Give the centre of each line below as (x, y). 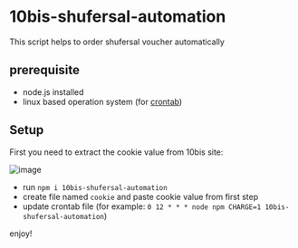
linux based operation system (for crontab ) (102, 101)
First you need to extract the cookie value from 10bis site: (116, 152)
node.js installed (53, 91)
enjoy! (21, 234)
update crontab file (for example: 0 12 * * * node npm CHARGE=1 (142, 206)
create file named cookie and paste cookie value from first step (140, 196)
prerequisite (44, 70)
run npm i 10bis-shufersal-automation (95, 186)
